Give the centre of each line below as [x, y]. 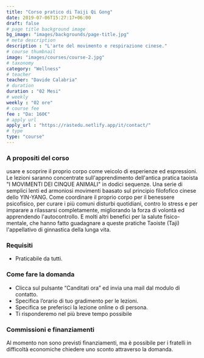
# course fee [23, 108]
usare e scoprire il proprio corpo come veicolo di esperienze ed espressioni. [102, 171]
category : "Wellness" [34, 69]
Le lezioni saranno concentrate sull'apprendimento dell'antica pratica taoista [102, 178]
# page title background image [46, 29]
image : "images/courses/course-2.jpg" [55, 57]
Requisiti [20, 246]
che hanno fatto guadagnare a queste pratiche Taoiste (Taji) [104, 223]
